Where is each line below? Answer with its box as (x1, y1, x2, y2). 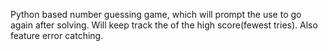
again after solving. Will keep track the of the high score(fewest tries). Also (10, 19, 318, 31)
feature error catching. (10, 30, 104, 41)
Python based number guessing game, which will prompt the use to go (10, 9, 302, 20)
